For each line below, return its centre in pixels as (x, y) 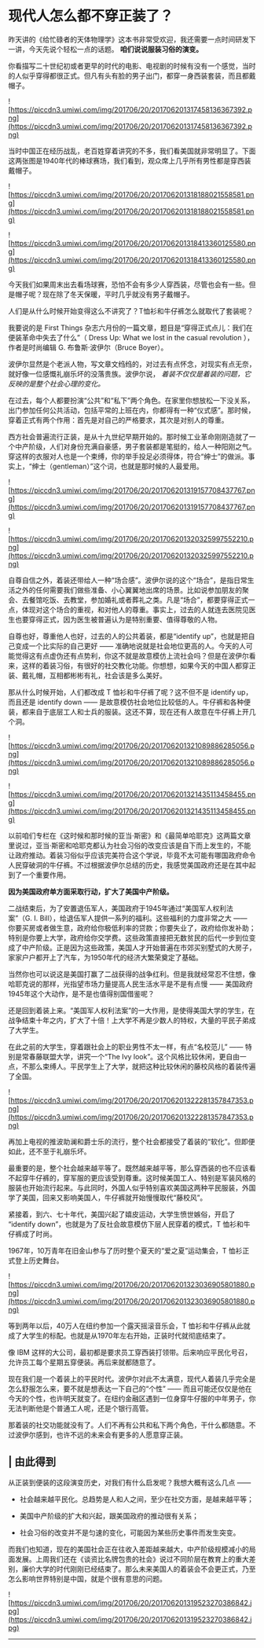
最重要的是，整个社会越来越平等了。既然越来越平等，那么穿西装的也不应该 (128, 1168)
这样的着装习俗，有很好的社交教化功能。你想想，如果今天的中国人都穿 (135, 666)
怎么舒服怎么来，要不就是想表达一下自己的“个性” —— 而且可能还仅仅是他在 (130, 1389)
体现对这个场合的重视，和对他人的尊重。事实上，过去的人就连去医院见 (135, 609)
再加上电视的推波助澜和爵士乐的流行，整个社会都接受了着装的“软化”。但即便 (132, 1141)
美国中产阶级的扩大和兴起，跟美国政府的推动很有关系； (109, 1516)
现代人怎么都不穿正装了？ (91, 16)
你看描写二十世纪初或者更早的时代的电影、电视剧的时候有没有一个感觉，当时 (132, 66)
